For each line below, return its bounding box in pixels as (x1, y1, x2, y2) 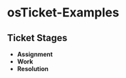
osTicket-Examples (7, 5, 120, 21)
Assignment (16, 50, 53, 58)
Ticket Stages (7, 32, 68, 44)
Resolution (16, 65, 49, 73)
